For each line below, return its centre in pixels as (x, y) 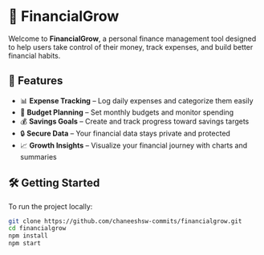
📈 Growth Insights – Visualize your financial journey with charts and (134, 145)
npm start (25, 244)
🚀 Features (36, 81)
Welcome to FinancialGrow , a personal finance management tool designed (132, 38)
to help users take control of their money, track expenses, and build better (131, 47)
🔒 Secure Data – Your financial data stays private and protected (125, 133)
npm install (28, 236)
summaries (39, 156)
